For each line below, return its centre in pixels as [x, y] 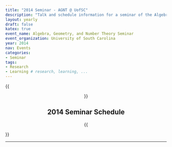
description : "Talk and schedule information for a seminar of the [79, 15]
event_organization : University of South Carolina [60, 39]
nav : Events [18, 48]
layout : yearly [21, 19]
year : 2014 [17, 43]
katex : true [18, 29]
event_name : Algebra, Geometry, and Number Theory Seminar [70, 34]
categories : [18, 53]
